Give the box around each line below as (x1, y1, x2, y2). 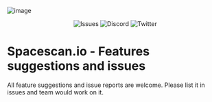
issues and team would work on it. (7, 88, 104, 96)
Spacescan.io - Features (7, 44, 150, 60)
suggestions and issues (7, 58, 146, 74)
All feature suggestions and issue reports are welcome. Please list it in (7, 81, 206, 89)
